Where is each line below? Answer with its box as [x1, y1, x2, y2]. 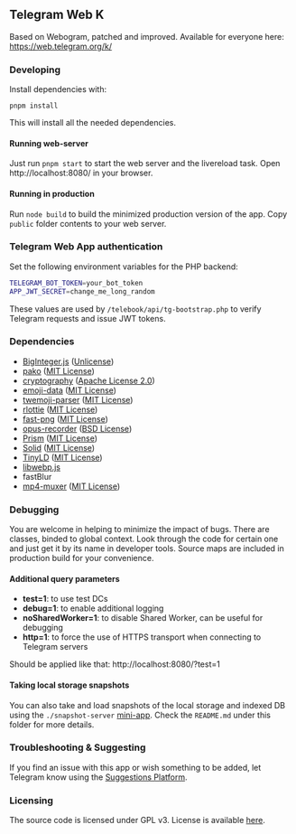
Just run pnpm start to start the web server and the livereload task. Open [9, 158, 281, 169]
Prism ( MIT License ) [22, 433, 97, 444]
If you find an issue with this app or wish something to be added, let [9, 762, 262, 773]
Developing [9, 63, 61, 76]
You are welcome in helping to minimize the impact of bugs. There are [9, 524, 270, 535]
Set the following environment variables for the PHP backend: [9, 261, 239, 272]
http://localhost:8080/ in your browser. [9, 167, 153, 179]
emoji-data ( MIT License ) [22, 384, 117, 396]
